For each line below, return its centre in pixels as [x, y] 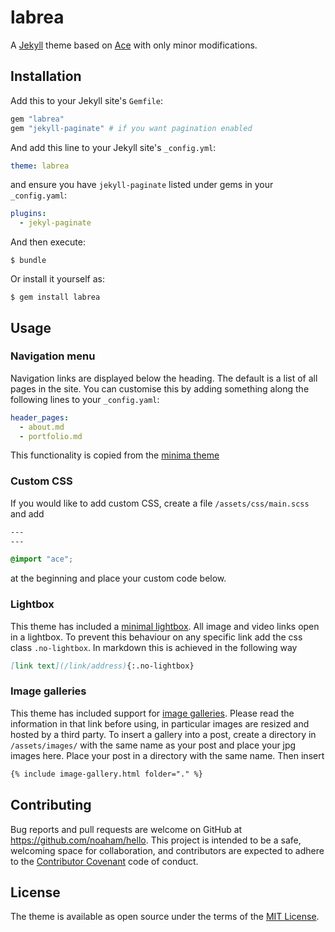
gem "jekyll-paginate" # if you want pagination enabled [131, 128]
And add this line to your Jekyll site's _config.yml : [113, 147]
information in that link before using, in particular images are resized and [160, 723]
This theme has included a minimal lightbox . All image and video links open [165, 626]
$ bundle [28, 261]
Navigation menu [53, 356]
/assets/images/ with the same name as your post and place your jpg [153, 745]
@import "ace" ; [42, 559]
